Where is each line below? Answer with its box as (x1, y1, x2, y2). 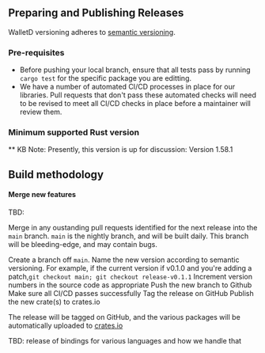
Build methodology (8, 168, 104, 181)
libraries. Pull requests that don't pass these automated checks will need (19, 90, 257, 100)
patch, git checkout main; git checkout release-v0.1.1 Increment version (8, 272, 253, 281)
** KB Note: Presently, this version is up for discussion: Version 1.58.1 (8, 145, 233, 154)
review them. (19, 107, 62, 117)
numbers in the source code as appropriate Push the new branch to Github (8, 280, 252, 290)
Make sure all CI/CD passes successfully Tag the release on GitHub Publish (8, 289, 255, 298)
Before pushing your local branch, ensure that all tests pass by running (19, 65, 251, 74)
